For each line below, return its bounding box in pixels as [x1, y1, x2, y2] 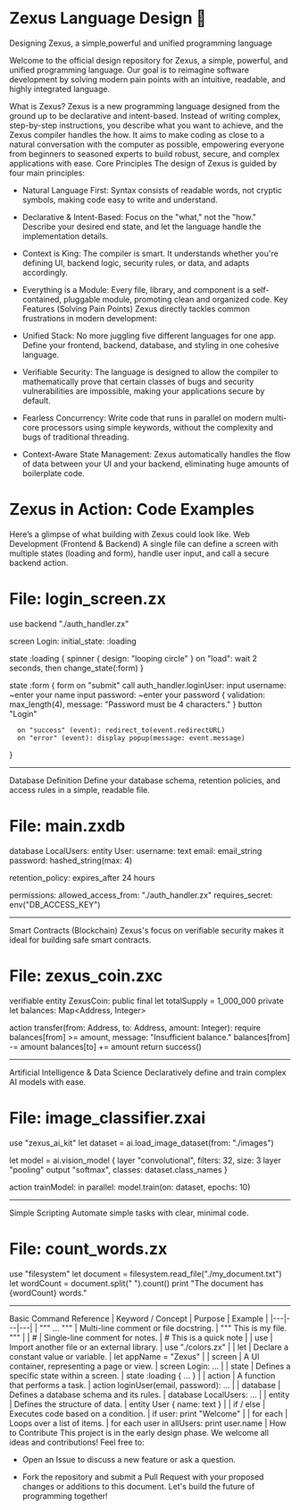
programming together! [21, 1490, 109, 1501]
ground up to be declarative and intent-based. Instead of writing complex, [9, 110, 281, 121]
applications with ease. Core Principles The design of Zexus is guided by [9, 158, 278, 168]
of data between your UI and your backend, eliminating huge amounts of [21, 458, 290, 469]
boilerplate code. [21, 467, 85, 478]
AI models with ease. [9, 1076, 87, 1087]
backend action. [9, 557, 69, 567]
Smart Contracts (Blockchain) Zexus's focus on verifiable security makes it [9, 925, 284, 935]
